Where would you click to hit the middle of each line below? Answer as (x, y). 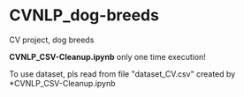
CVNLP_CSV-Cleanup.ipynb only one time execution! (107, 56)
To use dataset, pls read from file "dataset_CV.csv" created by (122, 74)
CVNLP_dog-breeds (84, 15)
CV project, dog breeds (52, 40)
